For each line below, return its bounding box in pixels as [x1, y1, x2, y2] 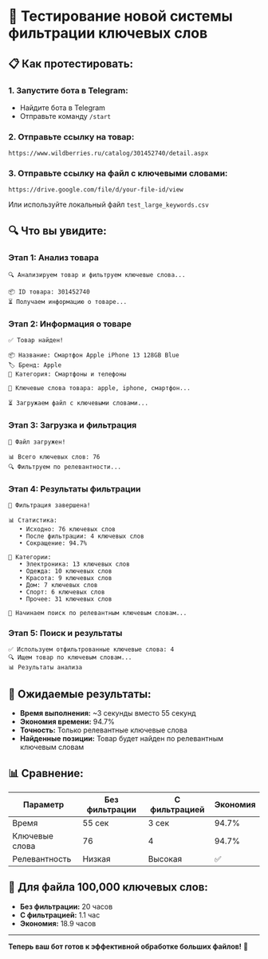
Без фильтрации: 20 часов [19, 902, 113, 911]
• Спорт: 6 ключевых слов [18, 588, 105, 597]
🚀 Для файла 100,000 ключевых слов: [8, 881, 209, 894]
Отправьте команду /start [19, 111, 112, 120]
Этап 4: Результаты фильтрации [8, 483, 141, 494]
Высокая [148, 853, 183, 864]
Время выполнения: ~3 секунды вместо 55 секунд [19, 708, 196, 718]
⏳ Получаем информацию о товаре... [8, 298, 128, 306]
